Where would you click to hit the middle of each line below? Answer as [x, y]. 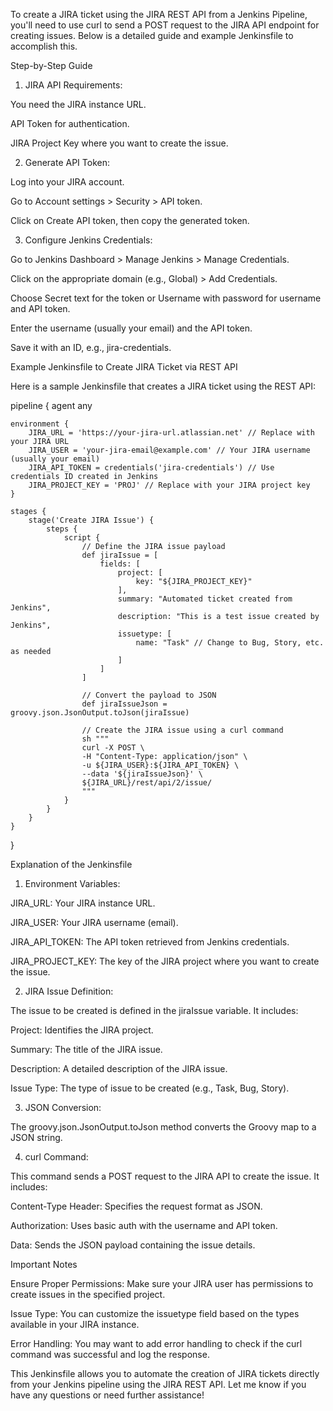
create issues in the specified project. [88, 1294]
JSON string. [36, 1137]
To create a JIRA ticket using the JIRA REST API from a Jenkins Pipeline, [159, 14]
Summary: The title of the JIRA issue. [86, 1049]
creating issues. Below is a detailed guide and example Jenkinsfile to [152, 35]
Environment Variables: [72, 883]
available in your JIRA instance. [75, 1324]
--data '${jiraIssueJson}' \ [142, 774]
